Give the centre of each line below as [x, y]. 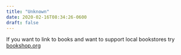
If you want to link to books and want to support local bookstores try [90, 40]
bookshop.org [23, 46]
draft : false [22, 22]
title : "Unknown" [28, 12]
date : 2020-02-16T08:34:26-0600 [46, 17]
